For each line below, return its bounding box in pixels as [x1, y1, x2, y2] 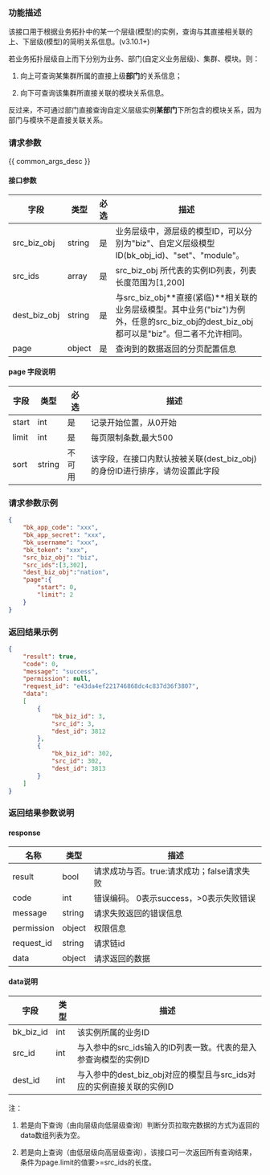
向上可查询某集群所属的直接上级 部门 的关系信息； [19, 71, 182, 81]
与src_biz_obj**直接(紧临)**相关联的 [115, 292, 258, 303]
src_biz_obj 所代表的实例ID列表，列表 [115, 264, 257, 276]
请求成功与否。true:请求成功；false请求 [93, 866, 243, 877]
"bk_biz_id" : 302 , [51, 750, 113, 758]
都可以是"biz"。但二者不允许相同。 [115, 328, 247, 339]
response [8, 828, 41, 837]
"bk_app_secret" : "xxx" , [22, 531, 106, 539]
